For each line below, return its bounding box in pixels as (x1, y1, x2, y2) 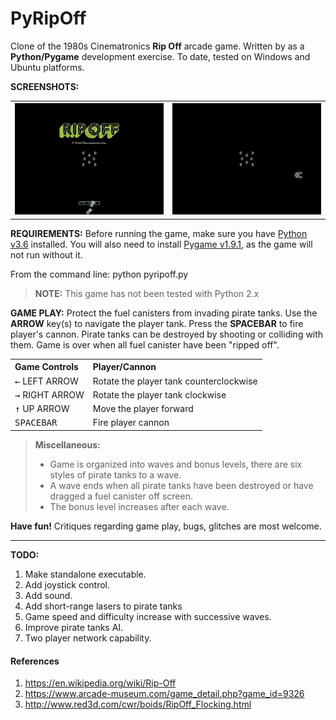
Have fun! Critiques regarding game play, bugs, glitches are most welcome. (10, 520, 322, 532)
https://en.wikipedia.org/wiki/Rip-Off (24, 677, 177, 689)
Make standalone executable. (24, 568, 147, 580)
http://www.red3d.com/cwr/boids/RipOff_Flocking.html (24, 698, 252, 711)
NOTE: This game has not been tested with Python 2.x (34, 287, 260, 299)
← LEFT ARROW (14, 375, 79, 387)
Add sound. (24, 589, 73, 601)
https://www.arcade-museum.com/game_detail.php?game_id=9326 (24, 688, 305, 700)
